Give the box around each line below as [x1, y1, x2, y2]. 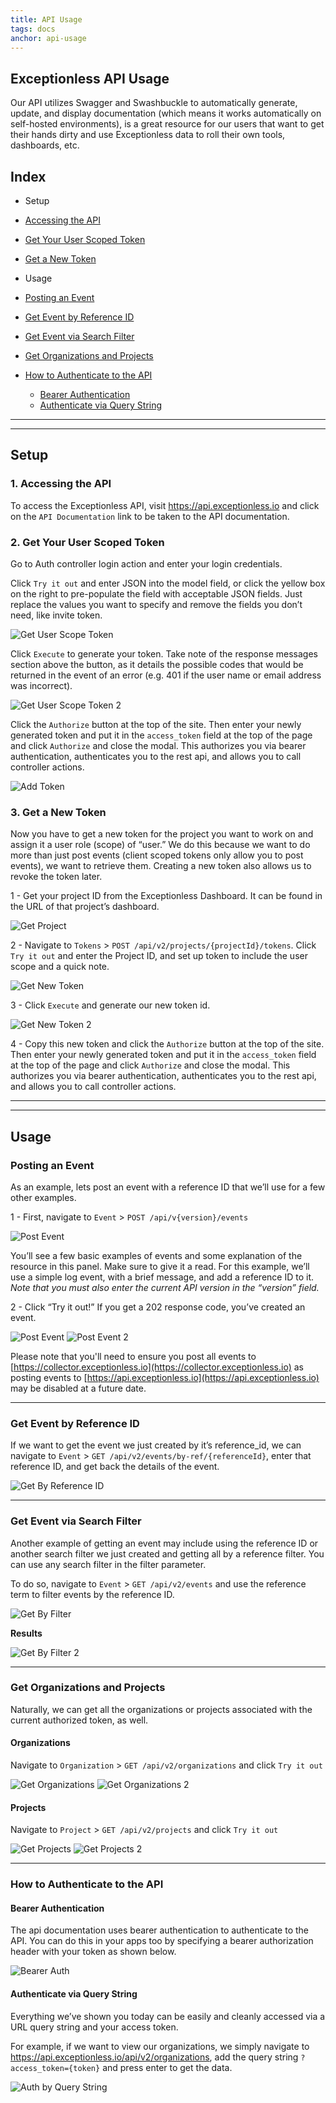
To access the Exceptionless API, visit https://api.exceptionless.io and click [10, 499, 320, 511]
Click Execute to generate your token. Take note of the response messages [10, 647, 318, 660]
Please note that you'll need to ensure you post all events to [10, 1350, 257, 1362]
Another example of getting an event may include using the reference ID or [10, 1537, 319, 1549]
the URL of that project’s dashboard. [10, 901, 160, 913]
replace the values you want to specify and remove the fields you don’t [10, 598, 303, 610]
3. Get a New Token [10, 805, 107, 819]
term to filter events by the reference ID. [10, 1588, 175, 1600]
